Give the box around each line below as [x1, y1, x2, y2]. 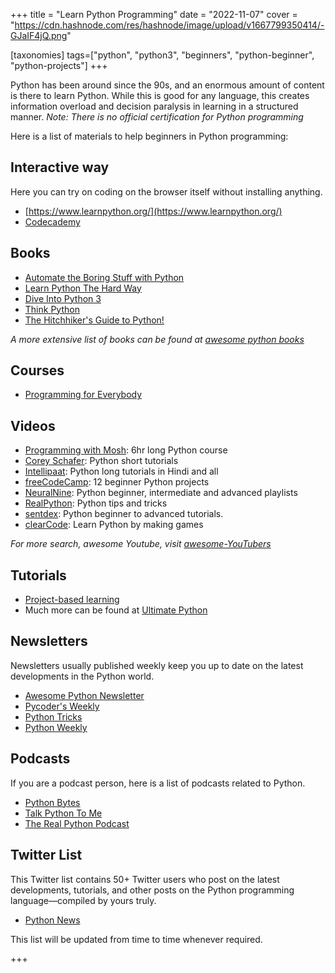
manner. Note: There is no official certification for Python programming [10, 111, 304, 123]
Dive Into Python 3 [24, 292, 102, 304]
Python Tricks [24, 710, 83, 723]
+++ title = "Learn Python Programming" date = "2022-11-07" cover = [10, 9, 298, 20]
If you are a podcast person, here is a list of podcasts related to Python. [10, 777, 306, 789]
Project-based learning [24, 594, 120, 606]
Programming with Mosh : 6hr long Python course [24, 444, 228, 456]
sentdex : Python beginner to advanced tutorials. [24, 508, 224, 520]
